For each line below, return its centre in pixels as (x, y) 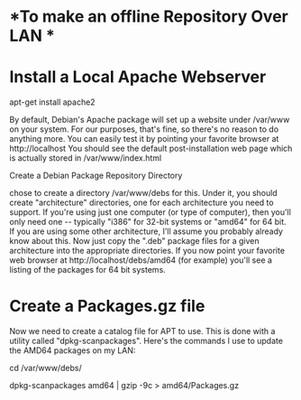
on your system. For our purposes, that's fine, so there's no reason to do (144, 129)
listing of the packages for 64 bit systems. (88, 270)
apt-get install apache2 (53, 102)
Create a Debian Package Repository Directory (96, 176)
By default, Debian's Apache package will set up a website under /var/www (150, 120)
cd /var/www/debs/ (46, 368)
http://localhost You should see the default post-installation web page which (151, 149)
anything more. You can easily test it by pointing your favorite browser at (144, 139)
